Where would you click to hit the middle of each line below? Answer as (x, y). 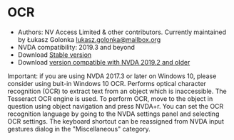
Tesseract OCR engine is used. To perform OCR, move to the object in (110, 98)
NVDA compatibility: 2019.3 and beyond (76, 47)
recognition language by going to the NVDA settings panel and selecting (113, 114)
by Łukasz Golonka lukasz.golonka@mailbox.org (89, 39)
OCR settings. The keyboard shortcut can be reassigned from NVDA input (116, 121)
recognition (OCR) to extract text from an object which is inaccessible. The (117, 91)
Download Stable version (55, 55)
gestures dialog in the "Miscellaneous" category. (79, 129)
